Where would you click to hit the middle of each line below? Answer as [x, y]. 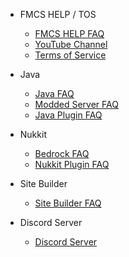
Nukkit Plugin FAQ [72, 164]
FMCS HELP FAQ [69, 33]
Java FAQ [54, 93]
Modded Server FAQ [76, 104]
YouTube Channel [71, 44]
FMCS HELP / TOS [58, 14]
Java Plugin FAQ [68, 115]
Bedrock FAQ [62, 153]
